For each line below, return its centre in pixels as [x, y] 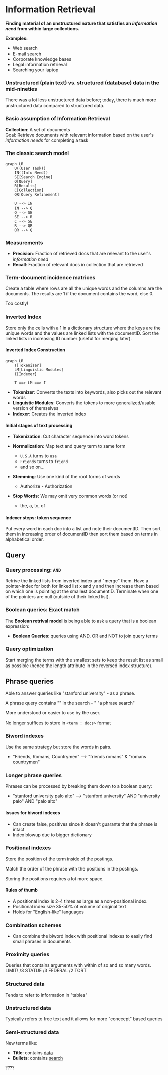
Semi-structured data [32, 1032]
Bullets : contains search [38, 1058]
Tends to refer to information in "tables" [46, 995]
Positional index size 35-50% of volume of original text [69, 906]
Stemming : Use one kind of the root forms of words [66, 477]
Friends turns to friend [44, 462]
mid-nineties [21, 89]
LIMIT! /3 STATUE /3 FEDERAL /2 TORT [46, 971]
